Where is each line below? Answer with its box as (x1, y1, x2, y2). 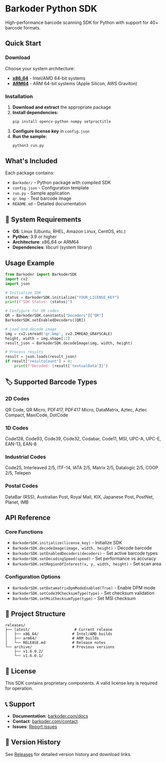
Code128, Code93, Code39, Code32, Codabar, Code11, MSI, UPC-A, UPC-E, (5, 435, 161, 441)
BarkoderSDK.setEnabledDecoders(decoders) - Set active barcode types (12, 550, 158, 556)
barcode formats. (5, 24, 41, 30)
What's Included (5, 157, 58, 165)
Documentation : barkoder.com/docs (12, 713, 88, 719)
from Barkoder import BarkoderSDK (5, 272, 77, 277)
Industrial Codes (5, 453, 46, 460)
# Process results (5, 350, 43, 355)
